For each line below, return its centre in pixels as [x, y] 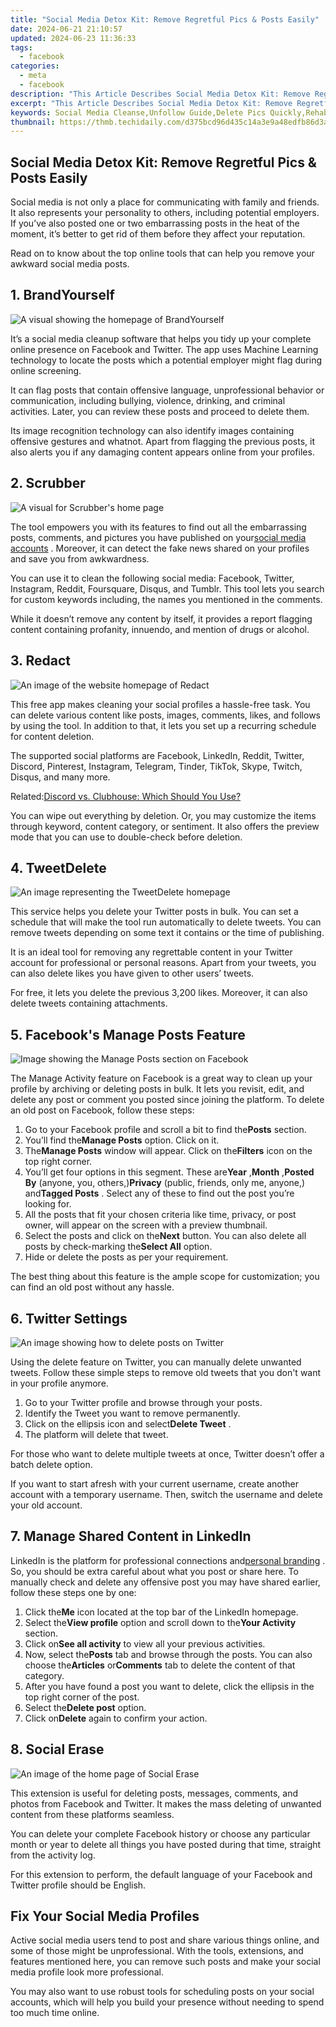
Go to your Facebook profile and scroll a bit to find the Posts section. [165, 1130]
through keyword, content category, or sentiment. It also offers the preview [165, 826]
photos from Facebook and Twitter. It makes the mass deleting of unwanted [166, 1803]
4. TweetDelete [58, 867]
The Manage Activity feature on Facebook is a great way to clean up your [161, 1078]
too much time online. [55, 2013]
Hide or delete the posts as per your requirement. [126, 1257]
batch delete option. [51, 1464]
